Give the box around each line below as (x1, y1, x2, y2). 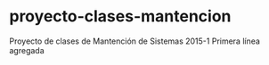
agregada (9, 45, 45, 55)
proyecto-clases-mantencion (9, 6, 232, 27)
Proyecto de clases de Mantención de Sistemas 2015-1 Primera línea (9, 36, 261, 46)
